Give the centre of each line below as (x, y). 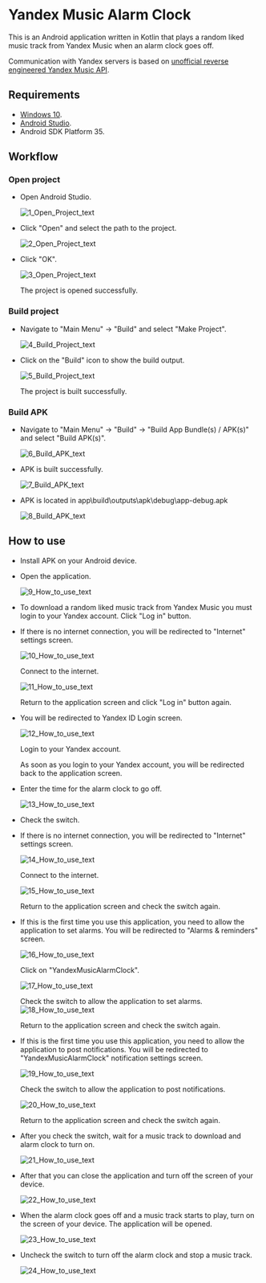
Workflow (33, 157)
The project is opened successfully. (79, 290)
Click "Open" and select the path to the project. (98, 228)
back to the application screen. (71, 773)
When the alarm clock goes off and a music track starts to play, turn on (137, 1215)
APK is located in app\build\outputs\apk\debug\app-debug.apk (124, 501)
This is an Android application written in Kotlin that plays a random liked (126, 37)
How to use (37, 541)
